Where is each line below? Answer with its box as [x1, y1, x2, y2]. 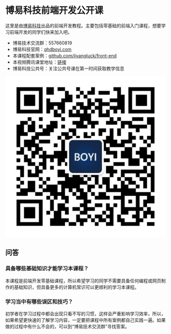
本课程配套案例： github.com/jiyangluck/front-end [12, 52, 117, 59]
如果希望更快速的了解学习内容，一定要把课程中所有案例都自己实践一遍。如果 [5, 317, 166, 323]
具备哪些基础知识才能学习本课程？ [5, 265, 89, 272]
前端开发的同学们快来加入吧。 [9, 29, 72, 35]
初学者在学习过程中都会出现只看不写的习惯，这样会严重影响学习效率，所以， [5, 310, 166, 317]
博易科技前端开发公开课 [5, 5, 104, 16]
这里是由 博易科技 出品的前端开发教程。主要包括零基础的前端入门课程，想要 [5, 23, 161, 29]
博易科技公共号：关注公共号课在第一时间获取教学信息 [12, 65, 125, 72]
